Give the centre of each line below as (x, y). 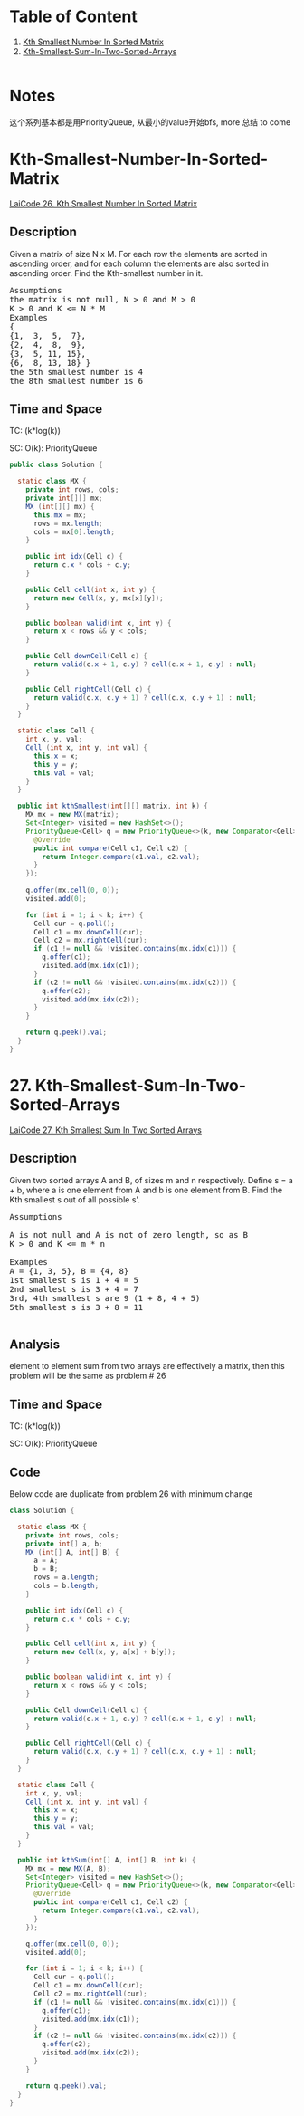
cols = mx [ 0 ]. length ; (74, 531)
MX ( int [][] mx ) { (60, 506)
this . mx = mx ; (60, 515)
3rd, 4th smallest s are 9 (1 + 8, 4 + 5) (105, 1298)
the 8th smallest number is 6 (76, 381)
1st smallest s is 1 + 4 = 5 (74, 1280)
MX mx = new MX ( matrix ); (72, 815)
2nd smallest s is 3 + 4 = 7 (74, 1289)
